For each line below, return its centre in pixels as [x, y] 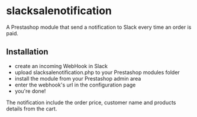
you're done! [30, 91]
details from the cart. [32, 108]
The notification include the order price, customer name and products [91, 102]
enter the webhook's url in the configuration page [75, 85]
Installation [27, 52]
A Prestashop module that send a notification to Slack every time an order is [99, 27]
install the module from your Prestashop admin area [78, 78]
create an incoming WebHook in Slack [61, 66]
